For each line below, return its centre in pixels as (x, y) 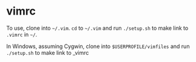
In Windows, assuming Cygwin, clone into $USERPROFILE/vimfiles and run (98, 46)
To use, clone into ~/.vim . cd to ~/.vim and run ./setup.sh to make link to (97, 28)
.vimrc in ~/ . (22, 34)
